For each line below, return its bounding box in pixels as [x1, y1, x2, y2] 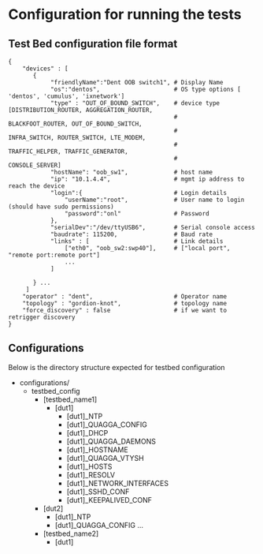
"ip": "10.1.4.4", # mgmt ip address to [50, 175, 245, 183]
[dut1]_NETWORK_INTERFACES [66, 478, 169, 488]
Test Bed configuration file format [8, 37, 178, 51]
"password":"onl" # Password [64, 210, 210, 218]
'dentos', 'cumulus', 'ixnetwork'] [8, 92, 125, 100]
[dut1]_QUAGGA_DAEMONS [66, 436, 156, 446]
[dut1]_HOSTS [66, 462, 113, 471]
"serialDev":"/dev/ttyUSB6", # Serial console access [50, 223, 256, 231]
